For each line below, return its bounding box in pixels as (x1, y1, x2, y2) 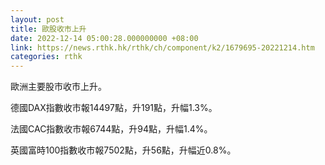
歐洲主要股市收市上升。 (10, 81, 107, 93)
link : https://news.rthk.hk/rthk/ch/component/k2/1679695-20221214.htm (10, 42, 315, 53)
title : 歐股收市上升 (10, 24, 87, 34)
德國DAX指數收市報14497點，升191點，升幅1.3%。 (10, 102, 218, 114)
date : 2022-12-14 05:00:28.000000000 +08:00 (10, 33, 199, 43)
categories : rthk (10, 52, 83, 62)
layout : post (10, 14, 65, 25)
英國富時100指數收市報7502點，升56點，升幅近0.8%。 (10, 144, 237, 156)
